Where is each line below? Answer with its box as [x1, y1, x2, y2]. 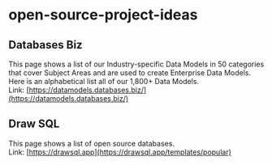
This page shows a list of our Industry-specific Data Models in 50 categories [8, 59, 265, 69]
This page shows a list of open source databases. [8, 138, 175, 148]
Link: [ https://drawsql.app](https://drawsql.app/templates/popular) [8, 147, 231, 157]
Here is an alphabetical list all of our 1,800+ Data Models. [8, 77, 200, 86]
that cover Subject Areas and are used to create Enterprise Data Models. [8, 68, 252, 78]
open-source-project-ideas [8, 6, 198, 24]
